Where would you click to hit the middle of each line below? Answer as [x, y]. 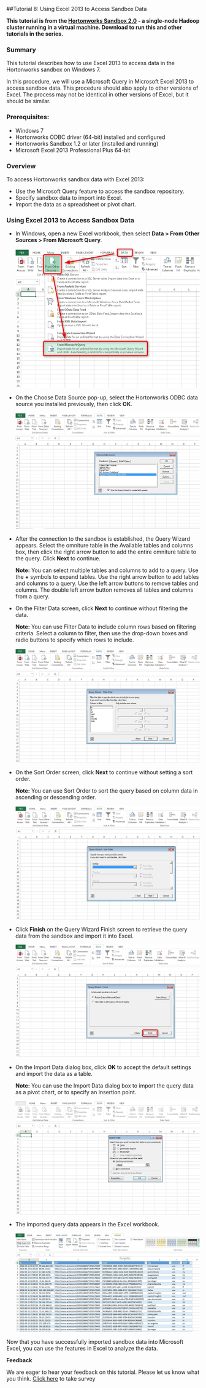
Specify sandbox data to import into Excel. [69, 198]
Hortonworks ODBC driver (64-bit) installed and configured [90, 137]
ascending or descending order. [55, 797]
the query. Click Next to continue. [58, 559]
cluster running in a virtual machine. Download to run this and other [94, 27]
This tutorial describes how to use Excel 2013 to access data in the [90, 63]
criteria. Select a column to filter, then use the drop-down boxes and [101, 633]
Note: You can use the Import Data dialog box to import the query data [105, 1086]
